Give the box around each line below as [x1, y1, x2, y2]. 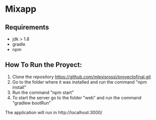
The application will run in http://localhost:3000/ [5, 109, 103, 115]
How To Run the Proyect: [5, 60, 82, 69]
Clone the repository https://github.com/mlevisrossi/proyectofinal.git [12, 74, 151, 80]
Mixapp [5, 3, 37, 15]
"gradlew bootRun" [12, 100, 52, 106]
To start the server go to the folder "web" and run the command [12, 94, 141, 100]
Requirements [5, 23, 49, 31]
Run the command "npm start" [12, 90, 74, 95]
